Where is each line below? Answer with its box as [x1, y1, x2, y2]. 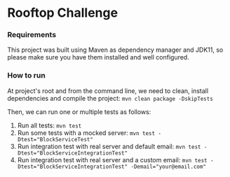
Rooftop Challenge [7, 5, 118, 21]
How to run [7, 71, 46, 80]
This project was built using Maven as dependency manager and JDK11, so [7, 45, 224, 54]
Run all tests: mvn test [17, 121, 82, 129]
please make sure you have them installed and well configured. [7, 53, 189, 62]
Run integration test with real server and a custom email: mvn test [17, 155, 208, 164]
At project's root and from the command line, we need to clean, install [7, 86, 209, 95]
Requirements [7, 30, 57, 40]
